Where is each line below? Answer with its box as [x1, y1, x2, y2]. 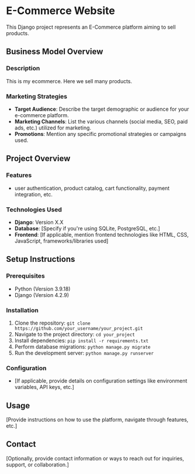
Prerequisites [6, 272, 45, 280]
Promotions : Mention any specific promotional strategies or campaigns [14, 130, 187, 137]
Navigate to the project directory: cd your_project [14, 330, 135, 337]
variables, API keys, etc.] [14, 384, 75, 391]
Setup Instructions [6, 254, 75, 264]
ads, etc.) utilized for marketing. [14, 124, 92, 131]
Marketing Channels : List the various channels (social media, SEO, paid [14, 118, 188, 125]
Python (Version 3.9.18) [14, 285, 71, 292]
